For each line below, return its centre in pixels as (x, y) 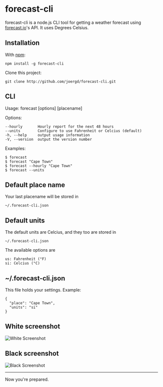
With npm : (15, 55)
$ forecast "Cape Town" (29, 162)
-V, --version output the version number (49, 139)
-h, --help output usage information (48, 135)
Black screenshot (32, 354)
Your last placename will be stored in (42, 197)
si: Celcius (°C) (23, 263)
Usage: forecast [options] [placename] (44, 108)
